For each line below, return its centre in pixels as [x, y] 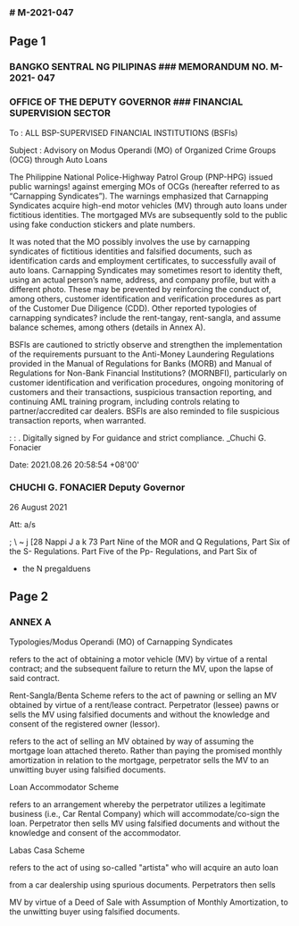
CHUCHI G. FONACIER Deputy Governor [97, 487]
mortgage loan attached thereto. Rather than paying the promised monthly [146, 750]
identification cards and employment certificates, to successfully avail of [143, 260]
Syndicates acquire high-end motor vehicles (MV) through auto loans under [148, 205]
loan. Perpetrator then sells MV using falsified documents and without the [145, 823]
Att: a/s [22, 524]
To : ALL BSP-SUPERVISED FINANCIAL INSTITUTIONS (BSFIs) [124, 132]
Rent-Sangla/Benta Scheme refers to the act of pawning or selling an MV [143, 695]
